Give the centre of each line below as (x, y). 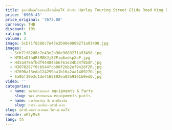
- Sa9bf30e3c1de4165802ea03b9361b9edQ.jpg (56, 77)
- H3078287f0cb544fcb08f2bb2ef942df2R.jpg (56, 67)
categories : (18, 86)
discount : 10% (20, 29)
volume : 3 (16, 39)
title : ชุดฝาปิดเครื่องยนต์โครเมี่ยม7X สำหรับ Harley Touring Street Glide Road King (84, 10)
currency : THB (20, 24)
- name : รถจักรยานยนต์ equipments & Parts (51, 91)
